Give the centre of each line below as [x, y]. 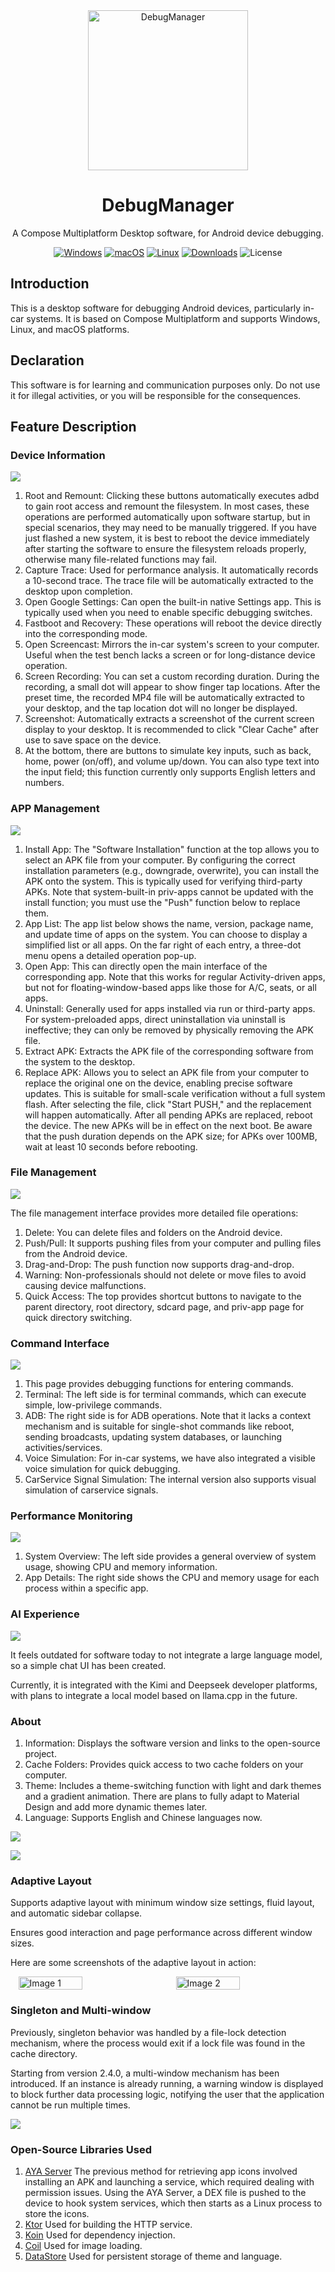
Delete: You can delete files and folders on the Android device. [153, 1232]
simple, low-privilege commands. [93, 1405]
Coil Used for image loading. [83, 2245]
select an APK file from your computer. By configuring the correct [160, 860]
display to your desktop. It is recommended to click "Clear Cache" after [171, 730]
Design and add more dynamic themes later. [116, 1807]
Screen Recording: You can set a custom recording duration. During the [172, 676]
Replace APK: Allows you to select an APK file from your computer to [167, 1072]
